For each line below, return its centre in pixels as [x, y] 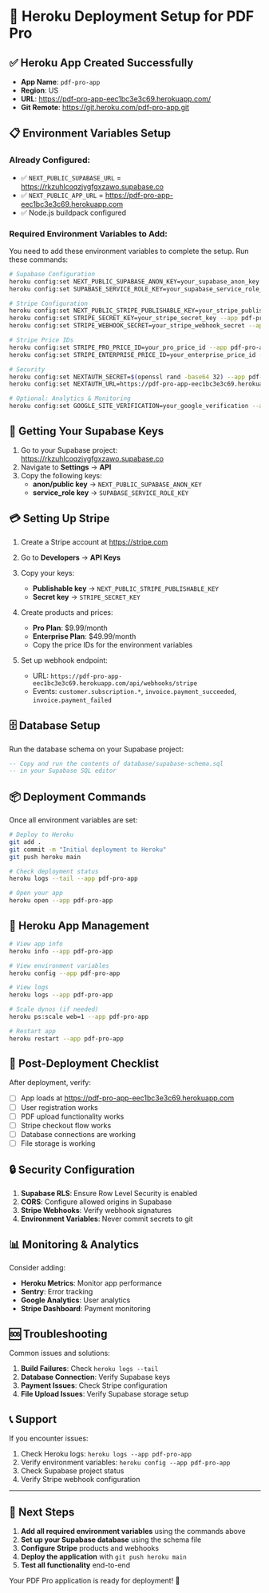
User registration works [59, 1107]
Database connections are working [78, 1134]
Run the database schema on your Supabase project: [97, 749]
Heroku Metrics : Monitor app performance [91, 1283]
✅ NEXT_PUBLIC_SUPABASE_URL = [71, 177]
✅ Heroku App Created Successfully [101, 63]
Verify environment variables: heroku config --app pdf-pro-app [125, 1462]
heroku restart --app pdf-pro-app [67, 1038]
